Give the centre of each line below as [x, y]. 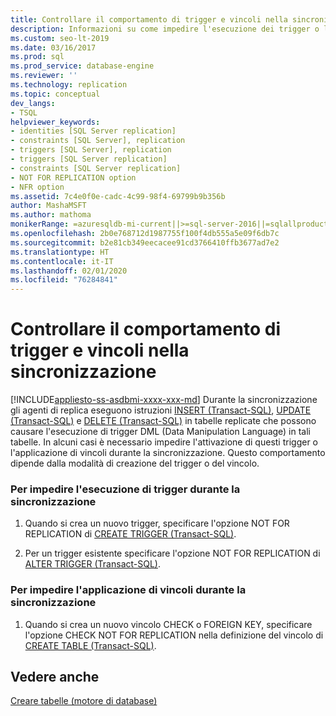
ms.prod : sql [37, 57]
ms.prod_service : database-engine [82, 66]
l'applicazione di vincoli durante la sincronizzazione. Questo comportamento [168, 453]
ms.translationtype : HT [60, 252]
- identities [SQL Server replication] [93, 131]
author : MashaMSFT [48, 206]
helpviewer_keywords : [55, 122]
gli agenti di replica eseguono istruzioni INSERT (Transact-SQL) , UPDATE [161, 410]
